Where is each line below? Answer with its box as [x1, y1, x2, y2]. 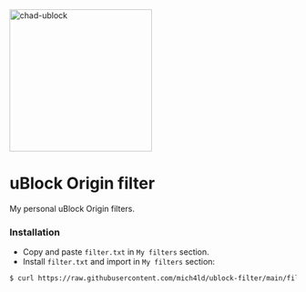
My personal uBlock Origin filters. [9, 203, 135, 214]
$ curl [9, 274, 35, 283]
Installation [9, 226, 61, 238]
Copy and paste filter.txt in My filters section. [22, 247, 209, 257]
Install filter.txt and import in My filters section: [22, 257, 216, 267]
